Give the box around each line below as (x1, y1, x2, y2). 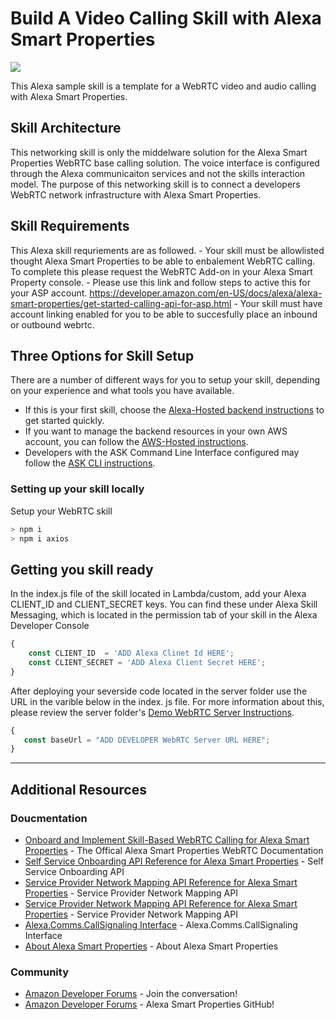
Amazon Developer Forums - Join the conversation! (24, 988, 238, 1000)
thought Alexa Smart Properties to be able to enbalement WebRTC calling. (10, 255, 316, 267)
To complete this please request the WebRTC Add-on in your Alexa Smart (10, 265, 313, 277)
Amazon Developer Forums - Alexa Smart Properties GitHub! (24, 998, 275, 1011)
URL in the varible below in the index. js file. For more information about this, (10, 695, 325, 707)
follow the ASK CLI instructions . (24, 457, 156, 469)
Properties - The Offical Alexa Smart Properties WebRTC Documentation (24, 845, 324, 857)
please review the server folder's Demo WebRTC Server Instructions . (10, 706, 295, 718)
